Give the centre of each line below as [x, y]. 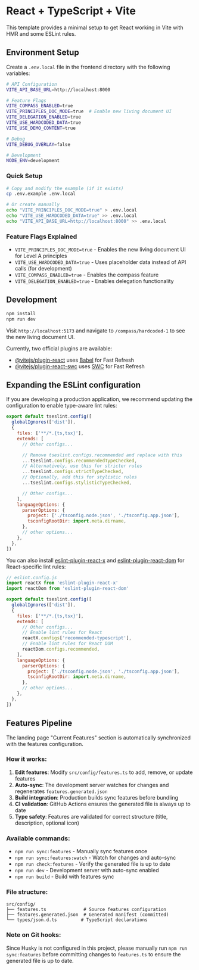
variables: [18, 73]
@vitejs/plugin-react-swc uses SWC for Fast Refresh [80, 366]
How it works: [27, 759]
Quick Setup [24, 176]
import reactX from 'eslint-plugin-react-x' [62, 583]
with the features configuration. [45, 744]
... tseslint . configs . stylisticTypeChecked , [77, 483]
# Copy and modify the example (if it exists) [65, 188]
